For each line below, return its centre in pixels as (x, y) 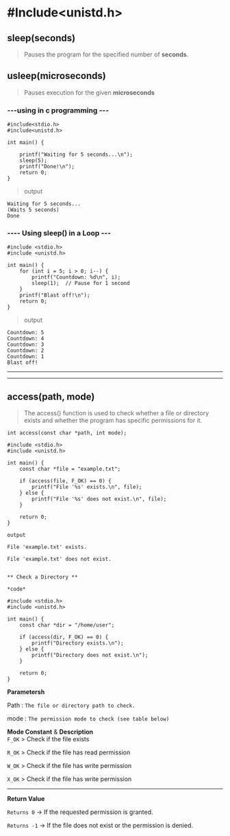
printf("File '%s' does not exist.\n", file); (99, 499)
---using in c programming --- (58, 110)
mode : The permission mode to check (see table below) (88, 719)
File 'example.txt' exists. (47, 547)
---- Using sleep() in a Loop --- (59, 233)
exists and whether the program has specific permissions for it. (113, 421)
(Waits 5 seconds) (33, 210)
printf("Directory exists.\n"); (78, 643)
